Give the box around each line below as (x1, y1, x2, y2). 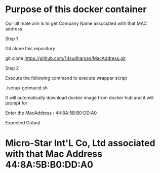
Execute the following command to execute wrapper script (5, 75, 128, 81)
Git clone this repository (5, 45, 56, 51)
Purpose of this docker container (5, 4, 147, 15)
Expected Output (5, 119, 41, 125)
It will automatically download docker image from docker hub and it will (5, 94, 154, 100)
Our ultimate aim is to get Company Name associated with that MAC (5, 20, 147, 26)
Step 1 (5, 36, 18, 42)
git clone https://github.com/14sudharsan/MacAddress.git (5, 55, 126, 61)
